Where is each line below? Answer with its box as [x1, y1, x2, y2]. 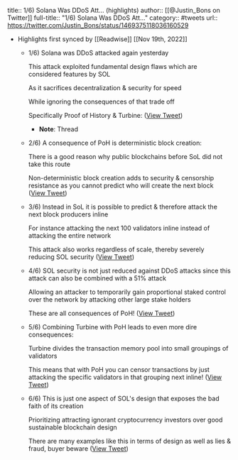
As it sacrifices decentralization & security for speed [28, 84, 182, 92]
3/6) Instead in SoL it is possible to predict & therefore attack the [28, 202, 218, 211]
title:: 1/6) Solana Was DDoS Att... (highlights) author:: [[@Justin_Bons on [7, 6, 220, 14]
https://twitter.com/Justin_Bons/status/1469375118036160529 [7, 21, 189, 29]
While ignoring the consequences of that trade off [28, 97, 175, 106]
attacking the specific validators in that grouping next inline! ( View [28, 373, 222, 381]
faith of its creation [28, 402, 84, 410]
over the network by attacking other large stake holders [28, 295, 191, 304]
